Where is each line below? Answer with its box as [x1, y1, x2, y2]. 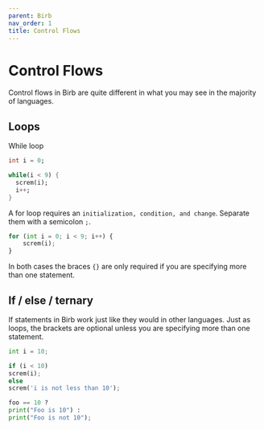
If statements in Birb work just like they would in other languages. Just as [8, 314, 251, 324]
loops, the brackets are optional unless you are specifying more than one [8, 323, 251, 333]
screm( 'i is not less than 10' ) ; [8, 384, 121, 392]
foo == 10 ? [8, 399, 48, 407]
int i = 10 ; [8, 347, 48, 355]
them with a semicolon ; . [8, 216, 91, 226]
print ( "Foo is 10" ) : [8, 407, 81, 415]
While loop [8, 141, 44, 151]
